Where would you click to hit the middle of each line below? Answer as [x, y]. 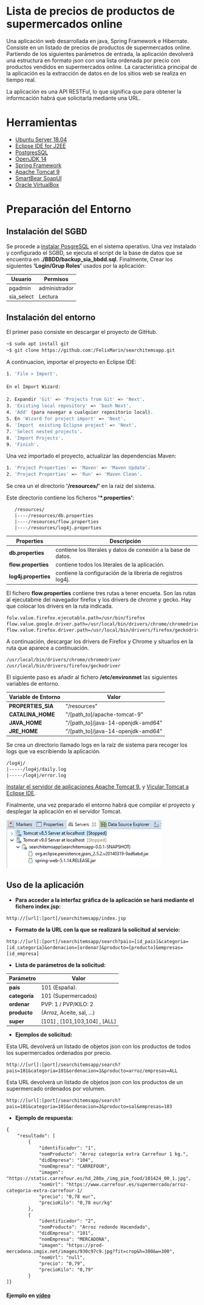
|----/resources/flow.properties [56, 522]
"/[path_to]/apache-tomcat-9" [104, 714]
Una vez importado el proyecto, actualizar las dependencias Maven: [91, 456]
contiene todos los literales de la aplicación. [110, 565]
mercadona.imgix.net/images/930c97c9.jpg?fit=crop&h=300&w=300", [90, 1251]
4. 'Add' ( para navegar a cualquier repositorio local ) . [80, 412]
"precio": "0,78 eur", [67, 1197]
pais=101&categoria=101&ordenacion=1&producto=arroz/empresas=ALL [92, 1071]
